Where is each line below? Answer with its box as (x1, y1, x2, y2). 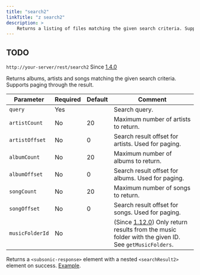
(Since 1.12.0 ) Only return (114, 218, 187, 227)
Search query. (114, 106, 154, 114)
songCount (9, 189, 37, 195)
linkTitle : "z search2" (6, 14, 65, 20)
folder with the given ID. (114, 233, 180, 242)
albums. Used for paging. (114, 174, 185, 183)
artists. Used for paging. (114, 140, 182, 148)
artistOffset (9, 137, 46, 144)
